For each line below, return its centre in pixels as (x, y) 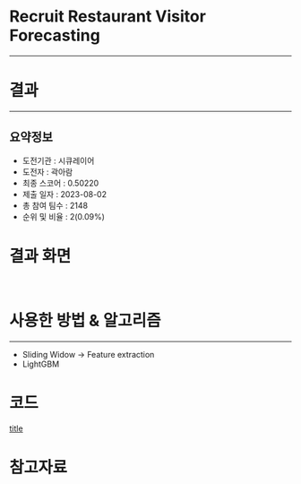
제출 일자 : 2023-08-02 (64, 194)
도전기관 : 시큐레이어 (58, 160)
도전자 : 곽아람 (47, 171)
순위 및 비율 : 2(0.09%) (64, 216)
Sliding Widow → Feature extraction (88, 354)
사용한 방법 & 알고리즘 (85, 320)
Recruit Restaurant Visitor (107, 17)
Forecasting (55, 35)
